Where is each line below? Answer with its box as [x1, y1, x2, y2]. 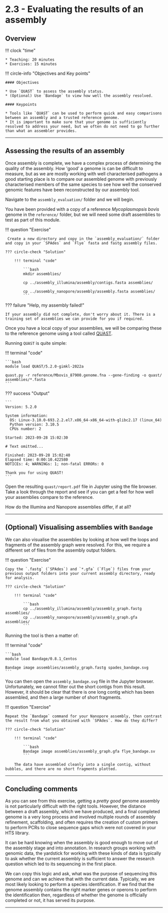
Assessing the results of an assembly [5, 147, 125, 155]
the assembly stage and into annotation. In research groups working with [5, 845, 156, 851]
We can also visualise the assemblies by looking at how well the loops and [5, 536, 158, 543]
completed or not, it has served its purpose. [5, 897, 95, 903]
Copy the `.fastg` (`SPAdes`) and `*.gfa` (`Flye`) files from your [5, 566, 151, 572]
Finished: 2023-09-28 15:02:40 [5, 453, 70, 458]
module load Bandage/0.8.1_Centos [5, 656, 77, 661]
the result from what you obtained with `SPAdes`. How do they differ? [5, 718, 157, 723]
